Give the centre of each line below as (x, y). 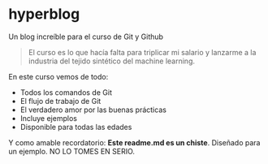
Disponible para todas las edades (76, 127)
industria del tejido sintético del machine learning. (112, 61)
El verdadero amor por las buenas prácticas (93, 110)
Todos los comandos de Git (66, 92)
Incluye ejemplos (48, 118)
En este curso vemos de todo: (58, 76)
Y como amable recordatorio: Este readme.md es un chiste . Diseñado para (134, 142)
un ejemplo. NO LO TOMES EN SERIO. (72, 151)
